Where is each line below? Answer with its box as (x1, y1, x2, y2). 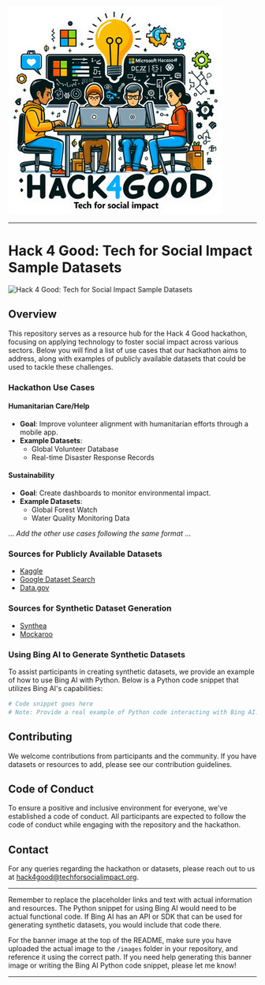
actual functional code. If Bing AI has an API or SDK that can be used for (8, 912, 243, 922)
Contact (8, 843, 49, 856)
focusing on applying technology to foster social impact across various (8, 336, 239, 346)
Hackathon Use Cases (8, 382, 95, 393)
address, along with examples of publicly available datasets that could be (8, 354, 246, 363)
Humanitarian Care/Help (8, 401, 90, 411)
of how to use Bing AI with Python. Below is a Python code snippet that (8, 675, 239, 685)
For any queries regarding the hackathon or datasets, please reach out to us (8, 864, 256, 874)
